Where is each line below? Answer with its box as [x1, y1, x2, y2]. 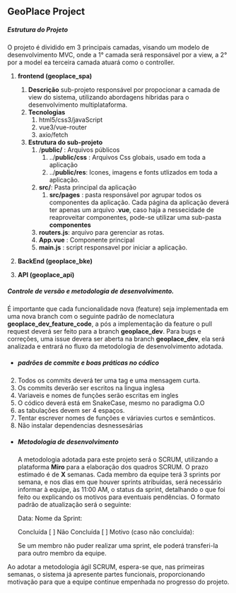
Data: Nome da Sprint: [17, 514, 83, 522]
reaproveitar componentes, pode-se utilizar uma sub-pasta [49, 213, 222, 222]
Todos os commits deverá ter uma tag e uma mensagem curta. [17, 376, 201, 384]
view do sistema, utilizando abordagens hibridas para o [28, 93, 189, 102]
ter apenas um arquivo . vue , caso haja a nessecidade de [49, 206, 214, 214]
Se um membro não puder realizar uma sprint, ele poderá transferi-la [17, 541, 219, 550]
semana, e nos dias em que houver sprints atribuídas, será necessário [17, 478, 223, 486]
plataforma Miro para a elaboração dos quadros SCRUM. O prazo [17, 463, 208, 471]
